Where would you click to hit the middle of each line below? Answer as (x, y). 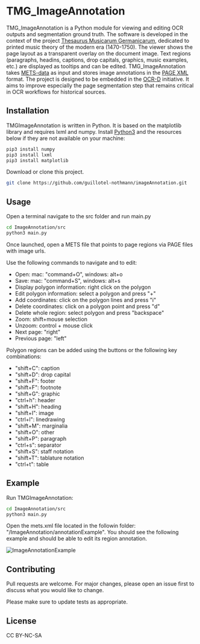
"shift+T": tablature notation (49, 458)
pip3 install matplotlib (37, 160)
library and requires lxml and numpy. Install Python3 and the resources (94, 131)
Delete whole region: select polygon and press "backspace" (89, 312)
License (21, 621)
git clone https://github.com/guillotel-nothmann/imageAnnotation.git (97, 183)
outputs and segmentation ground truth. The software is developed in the (97, 34)
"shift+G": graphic (37, 394)
